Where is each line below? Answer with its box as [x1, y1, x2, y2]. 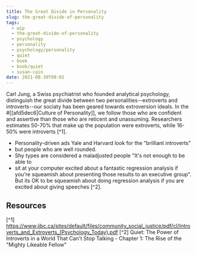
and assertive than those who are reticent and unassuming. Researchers [6, 116, 182, 123]
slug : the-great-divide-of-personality [6, 14, 104, 20]
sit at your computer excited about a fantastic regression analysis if [14, 164, 179, 171]
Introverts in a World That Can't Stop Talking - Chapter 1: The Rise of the [6, 235, 182, 242]
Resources [6, 200, 47, 210]
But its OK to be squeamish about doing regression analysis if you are [14, 177, 184, 184]
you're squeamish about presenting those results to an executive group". [14, 171, 192, 178]
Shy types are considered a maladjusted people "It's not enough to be [14, 152, 185, 159]
